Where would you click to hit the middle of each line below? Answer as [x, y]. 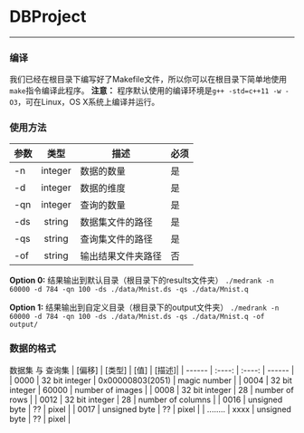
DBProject [48, 17]
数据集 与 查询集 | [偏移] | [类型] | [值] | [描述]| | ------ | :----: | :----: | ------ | [152, 370]
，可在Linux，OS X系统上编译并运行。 [89, 102]
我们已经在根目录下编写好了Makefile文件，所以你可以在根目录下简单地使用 [148, 80]
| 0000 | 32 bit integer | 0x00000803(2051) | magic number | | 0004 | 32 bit [151, 380]
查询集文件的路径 [116, 239]
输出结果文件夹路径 [121, 255]
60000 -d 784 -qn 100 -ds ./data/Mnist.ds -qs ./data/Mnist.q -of [137, 316]
